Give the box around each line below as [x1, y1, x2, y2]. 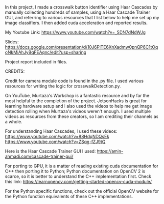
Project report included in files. [5, 59, 68, 64]
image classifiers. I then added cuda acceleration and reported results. [5, 20, 148, 26]
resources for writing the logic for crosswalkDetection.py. [5, 83, 121, 89]
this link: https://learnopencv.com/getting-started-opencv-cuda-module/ [5, 179, 152, 184]
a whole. [5, 119, 23, 124]
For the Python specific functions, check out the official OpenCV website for [5, 188, 159, 194]
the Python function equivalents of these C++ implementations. [5, 194, 133, 199]
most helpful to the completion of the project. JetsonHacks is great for [5, 98, 147, 104]
